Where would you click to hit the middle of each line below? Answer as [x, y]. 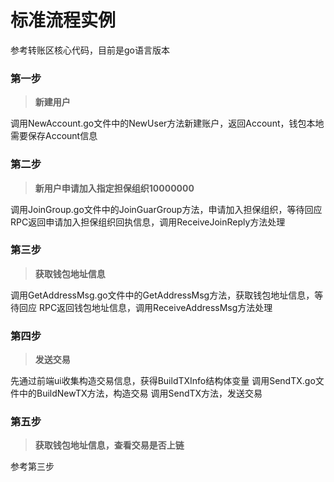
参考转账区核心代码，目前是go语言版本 [90, 50]
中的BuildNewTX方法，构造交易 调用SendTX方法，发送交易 [140, 393]
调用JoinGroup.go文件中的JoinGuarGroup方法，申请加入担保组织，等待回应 [166, 209]
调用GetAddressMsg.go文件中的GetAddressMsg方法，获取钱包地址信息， [162, 295]
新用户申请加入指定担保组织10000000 [114, 188]
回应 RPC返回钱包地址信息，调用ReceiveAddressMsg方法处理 [145, 307]
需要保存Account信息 [54, 136]
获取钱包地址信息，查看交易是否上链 [109, 445]
